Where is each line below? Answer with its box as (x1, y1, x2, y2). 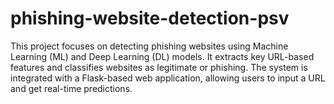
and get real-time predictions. (10, 82, 133, 94)
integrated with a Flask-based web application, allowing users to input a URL (10, 72, 326, 84)
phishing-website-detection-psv (10, 7, 290, 30)
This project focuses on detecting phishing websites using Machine (10, 40, 289, 52)
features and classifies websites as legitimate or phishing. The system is (10, 61, 308, 73)
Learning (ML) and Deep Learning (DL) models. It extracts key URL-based (10, 50, 315, 62)
